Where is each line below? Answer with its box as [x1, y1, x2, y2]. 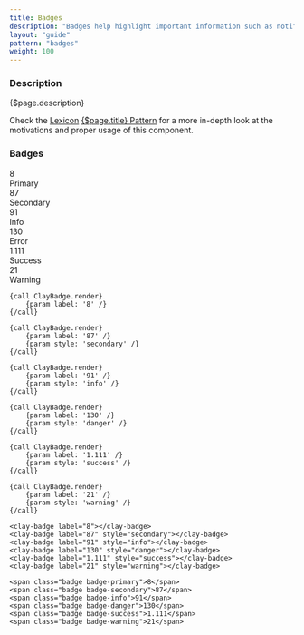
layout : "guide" [9, 30, 71, 39]
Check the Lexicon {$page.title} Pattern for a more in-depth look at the [9, 115, 273, 126]
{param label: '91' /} [25, 371, 111, 380]
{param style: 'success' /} [25, 458, 131, 467]
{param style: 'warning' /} [25, 498, 131, 507]
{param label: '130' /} [25, 410, 116, 420]
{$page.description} [9, 97, 85, 109]
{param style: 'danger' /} [25, 418, 128, 427]
